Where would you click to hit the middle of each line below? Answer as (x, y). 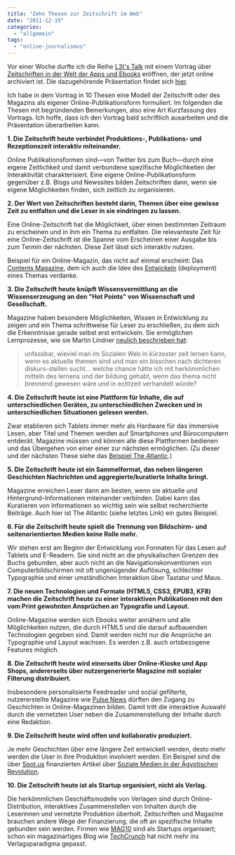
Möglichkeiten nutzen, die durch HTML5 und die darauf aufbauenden (107, 627)
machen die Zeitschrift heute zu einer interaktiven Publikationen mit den (115, 598)
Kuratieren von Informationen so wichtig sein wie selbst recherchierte (108, 505)
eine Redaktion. (30, 722)
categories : (25, 27)
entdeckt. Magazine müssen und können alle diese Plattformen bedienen (113, 441)
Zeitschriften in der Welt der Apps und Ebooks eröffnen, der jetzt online (110, 74)
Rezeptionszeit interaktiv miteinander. (64, 146)
